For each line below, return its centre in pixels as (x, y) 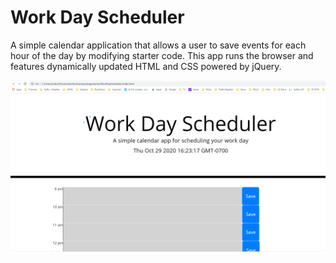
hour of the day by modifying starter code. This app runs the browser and (162, 55)
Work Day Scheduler (97, 17)
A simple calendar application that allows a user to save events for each (158, 45)
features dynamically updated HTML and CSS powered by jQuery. (146, 66)
